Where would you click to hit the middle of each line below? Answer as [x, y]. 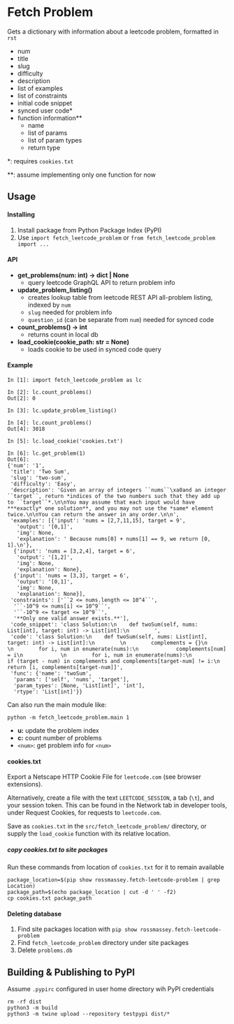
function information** [50, 118]
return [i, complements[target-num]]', [65, 667]
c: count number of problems [60, 738]
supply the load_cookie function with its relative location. [89, 834]
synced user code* [45, 110]
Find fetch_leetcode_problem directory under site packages [103, 943]
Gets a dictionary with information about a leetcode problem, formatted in [113, 31]
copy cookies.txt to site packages [58, 849]
